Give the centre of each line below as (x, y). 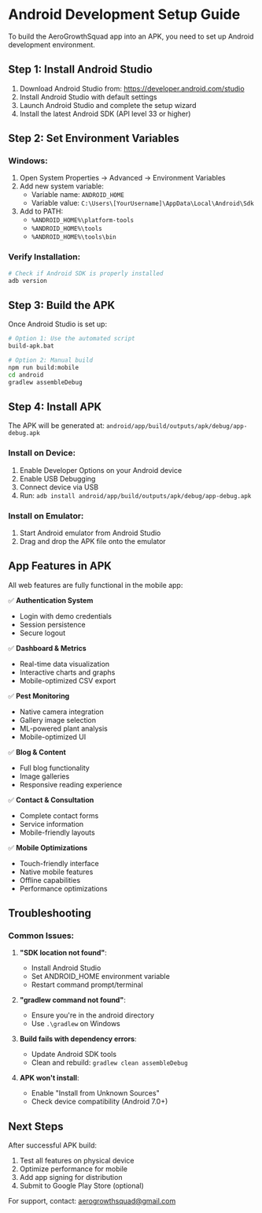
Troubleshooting (50, 913)
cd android (26, 375)
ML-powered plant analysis (63, 728)
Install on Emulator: (46, 515)
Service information (52, 824)
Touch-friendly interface (59, 863)
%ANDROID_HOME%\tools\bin (74, 237)
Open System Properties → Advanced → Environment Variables (122, 178)
